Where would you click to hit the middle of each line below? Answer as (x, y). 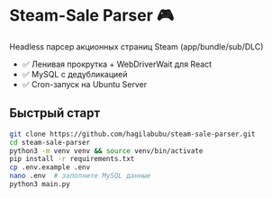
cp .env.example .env (50, 167)
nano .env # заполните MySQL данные (80, 176)
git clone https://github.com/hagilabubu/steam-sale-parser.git (132, 134)
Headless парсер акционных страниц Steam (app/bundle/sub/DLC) (136, 46)
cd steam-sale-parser (50, 142)
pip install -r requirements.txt (72, 159)
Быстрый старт (55, 113)
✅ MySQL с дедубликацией (75, 74)
